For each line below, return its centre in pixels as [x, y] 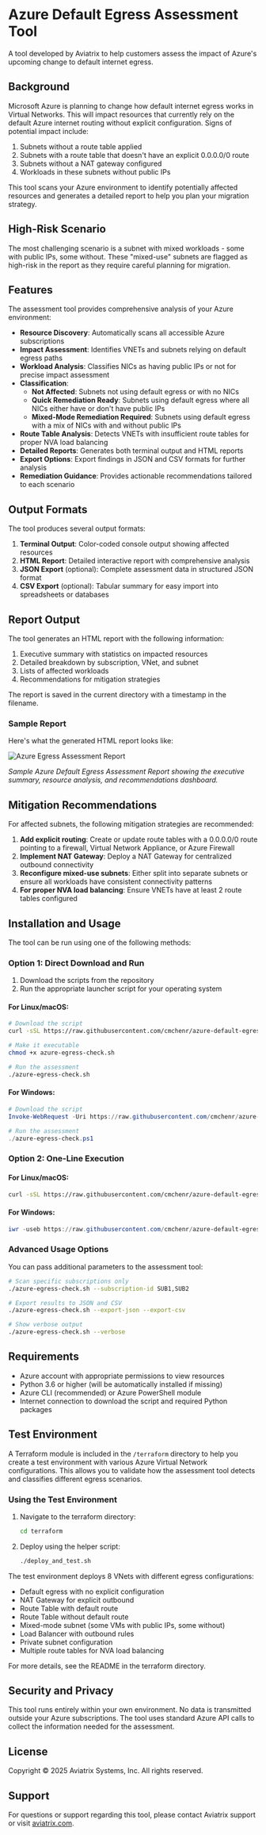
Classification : [44, 383]
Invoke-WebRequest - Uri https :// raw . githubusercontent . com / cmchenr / [123, 1116]
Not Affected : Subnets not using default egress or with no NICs [135, 392]
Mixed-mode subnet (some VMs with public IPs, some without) [122, 1625]
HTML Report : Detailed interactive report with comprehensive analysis [135, 561]
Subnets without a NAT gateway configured [91, 163]
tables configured [48, 899]
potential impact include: [48, 131]
